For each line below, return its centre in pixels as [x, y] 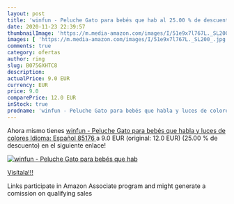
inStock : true [28, 104]
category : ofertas [34, 53]
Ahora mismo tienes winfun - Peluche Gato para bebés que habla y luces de [117, 130]
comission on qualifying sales [50, 193]
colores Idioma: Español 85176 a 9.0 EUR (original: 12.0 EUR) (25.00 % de [112, 138]
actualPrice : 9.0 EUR [39, 78]
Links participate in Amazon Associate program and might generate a [107, 186]
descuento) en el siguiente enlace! [57, 145]
